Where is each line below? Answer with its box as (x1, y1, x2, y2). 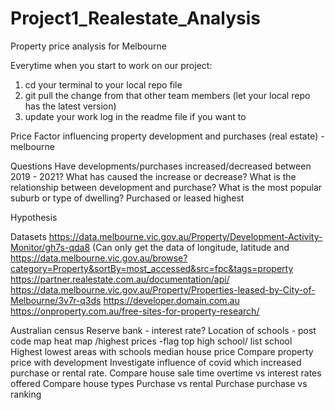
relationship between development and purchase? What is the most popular (10, 181, 323, 193)
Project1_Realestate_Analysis (10, 7, 261, 30)
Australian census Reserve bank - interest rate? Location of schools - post (10, 324, 317, 336)
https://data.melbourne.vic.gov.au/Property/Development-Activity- (48, 230, 323, 242)
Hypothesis (10, 211, 58, 223)
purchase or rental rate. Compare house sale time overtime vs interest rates (10, 367, 322, 379)
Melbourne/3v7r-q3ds (10, 294, 102, 306)
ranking (10, 388, 42, 400)
